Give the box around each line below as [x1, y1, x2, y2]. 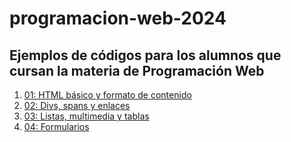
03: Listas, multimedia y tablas [23, 110, 150, 122]
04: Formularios [23, 121, 90, 132]
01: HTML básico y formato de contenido [23, 89, 192, 101]
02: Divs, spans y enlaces [23, 100, 131, 111]
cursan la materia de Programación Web [9, 62, 265, 79]
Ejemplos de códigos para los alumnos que [9, 47, 282, 64]
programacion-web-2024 [9, 7, 227, 30]
